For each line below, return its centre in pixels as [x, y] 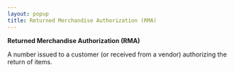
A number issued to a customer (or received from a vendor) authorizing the [117, 54]
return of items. [30, 61]
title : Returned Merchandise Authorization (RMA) [82, 20]
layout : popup [28, 14]
